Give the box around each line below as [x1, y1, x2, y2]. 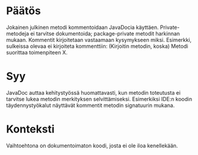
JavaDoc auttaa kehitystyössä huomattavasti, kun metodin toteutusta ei [6, 89, 181, 96]
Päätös [6, 4, 41, 18]
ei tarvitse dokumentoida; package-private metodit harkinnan [30, 30, 180, 37]
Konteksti [6, 122, 55, 136]
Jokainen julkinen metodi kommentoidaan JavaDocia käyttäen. [6, 24, 159, 31]
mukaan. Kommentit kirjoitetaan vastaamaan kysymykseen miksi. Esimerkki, [6, 36, 191, 43]
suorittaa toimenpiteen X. [6, 49, 68, 56]
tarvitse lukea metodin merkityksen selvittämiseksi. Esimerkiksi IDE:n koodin [6, 95, 193, 102]
